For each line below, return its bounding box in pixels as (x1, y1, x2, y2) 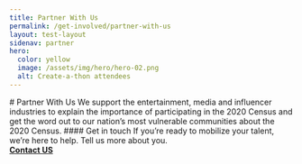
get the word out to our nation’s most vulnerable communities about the (9, 115, 275, 126)
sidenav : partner (9, 38, 75, 48)
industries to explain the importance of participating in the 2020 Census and (9, 105, 293, 117)
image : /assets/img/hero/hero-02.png (17, 64, 160, 73)
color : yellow (17, 55, 70, 64)
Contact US (9, 144, 54, 155)
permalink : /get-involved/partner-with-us (9, 22, 171, 31)
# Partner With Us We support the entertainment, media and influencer (9, 96, 272, 107)
